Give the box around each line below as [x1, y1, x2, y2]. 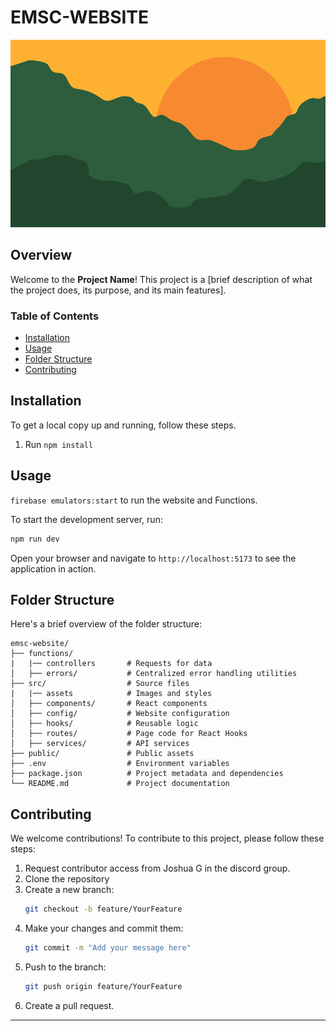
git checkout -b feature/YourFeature [24, 904, 183, 915]
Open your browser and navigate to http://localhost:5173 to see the [10, 552, 297, 564]
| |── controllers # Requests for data [10, 659, 213, 669]
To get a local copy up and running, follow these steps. [10, 419, 237, 431]
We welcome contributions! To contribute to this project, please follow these [10, 832, 325, 845]
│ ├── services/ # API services [10, 739, 190, 749]
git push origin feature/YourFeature [24, 981, 183, 991]
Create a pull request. [24, 999, 115, 1011]
